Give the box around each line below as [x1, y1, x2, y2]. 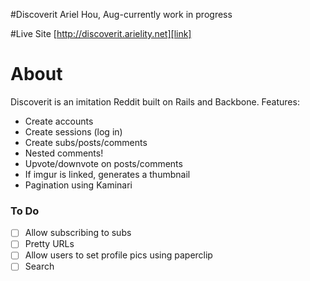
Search [24, 260, 55, 273]
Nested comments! [24, 147, 104, 159]
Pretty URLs [24, 238, 75, 250]
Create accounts [24, 115, 94, 127]
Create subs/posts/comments [24, 136, 148, 148]
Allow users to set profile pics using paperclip [24, 249, 213, 261]
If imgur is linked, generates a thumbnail [24, 168, 191, 180]
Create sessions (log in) [24, 125, 123, 138]
